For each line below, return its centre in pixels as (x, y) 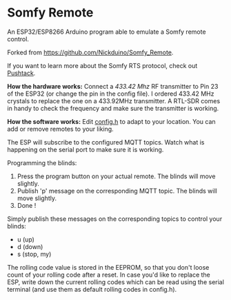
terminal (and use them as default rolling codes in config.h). (92, 289)
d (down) (30, 246)
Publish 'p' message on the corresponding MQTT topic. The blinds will (117, 191)
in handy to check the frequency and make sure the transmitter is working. (113, 108)
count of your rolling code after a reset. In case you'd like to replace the (109, 275)
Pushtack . (21, 73)
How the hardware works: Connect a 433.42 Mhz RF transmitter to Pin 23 (113, 86)
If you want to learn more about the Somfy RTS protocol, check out (102, 65)
